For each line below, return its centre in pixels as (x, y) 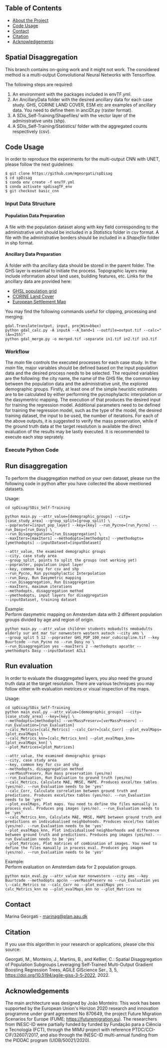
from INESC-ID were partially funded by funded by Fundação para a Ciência (83, 1024)
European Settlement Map (39, 301)
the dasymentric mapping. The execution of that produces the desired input (83, 400)
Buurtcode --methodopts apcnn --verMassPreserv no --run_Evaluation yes (82, 880)
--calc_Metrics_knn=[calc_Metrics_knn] (47, 738)
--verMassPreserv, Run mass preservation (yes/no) (59, 773)
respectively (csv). (31, 131)
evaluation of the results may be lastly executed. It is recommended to (77, 432)
